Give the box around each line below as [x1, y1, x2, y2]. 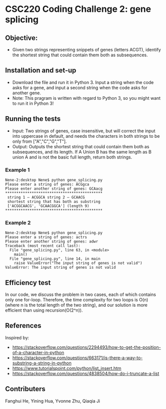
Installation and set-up [5, 66, 77, 75]
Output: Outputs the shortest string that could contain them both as [12, 143, 150, 149]
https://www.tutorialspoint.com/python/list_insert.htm [12, 365, 122, 371]
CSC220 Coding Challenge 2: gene [5, 3, 152, 15]
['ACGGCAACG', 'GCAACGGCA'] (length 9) [7, 204, 90, 208]
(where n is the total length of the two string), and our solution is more [5, 302, 148, 308]
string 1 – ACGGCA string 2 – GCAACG [7, 195, 85, 200]
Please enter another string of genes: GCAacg [5, 186, 103, 191]
